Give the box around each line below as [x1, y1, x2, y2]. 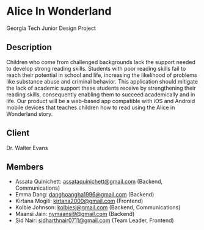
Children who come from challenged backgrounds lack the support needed [6, 58, 195, 65]
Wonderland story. [6, 110, 53, 117]
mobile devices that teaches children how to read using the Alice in [6, 104, 175, 111]
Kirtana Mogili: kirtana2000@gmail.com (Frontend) [15, 197, 144, 205]
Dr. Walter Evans [6, 144, 48, 151]
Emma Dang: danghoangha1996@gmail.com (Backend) [15, 191, 155, 198]
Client [6, 128, 30, 138]
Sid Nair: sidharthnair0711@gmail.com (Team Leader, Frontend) [15, 217, 174, 224]
